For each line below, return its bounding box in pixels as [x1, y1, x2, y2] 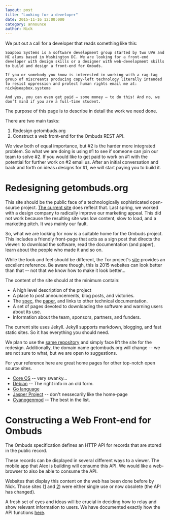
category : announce [5, 21, 47, 27]
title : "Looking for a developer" [5, 12, 79, 17]
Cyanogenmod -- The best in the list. [12, 397, 90, 403]
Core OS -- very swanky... [12, 375, 67, 381]
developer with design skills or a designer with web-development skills [5, 59, 165, 64]
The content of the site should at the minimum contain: [5, 278, 120, 284]
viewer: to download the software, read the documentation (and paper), [5, 241, 155, 248]
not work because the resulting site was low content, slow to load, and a [5, 216, 156, 222]
